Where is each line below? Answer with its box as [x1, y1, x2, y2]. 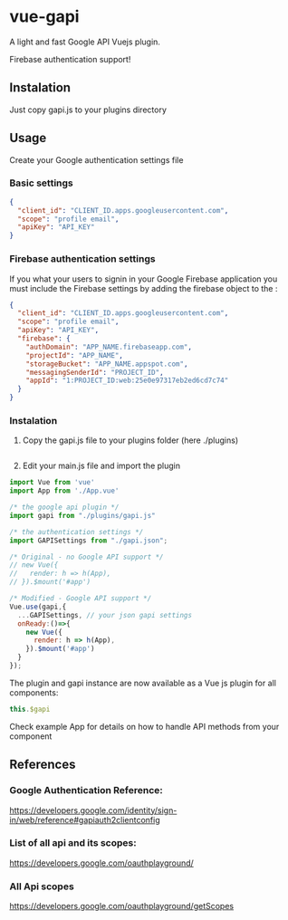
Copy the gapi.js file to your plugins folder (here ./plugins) [22, 435, 239, 446]
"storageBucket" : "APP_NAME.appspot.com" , [25, 359, 188, 369]
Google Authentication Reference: [9, 784, 163, 797]
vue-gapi [9, 6, 80, 27]
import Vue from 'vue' [9, 478, 95, 487]
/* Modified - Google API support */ [9, 594, 152, 603]
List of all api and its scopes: [9, 837, 138, 849]
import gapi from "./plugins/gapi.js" [9, 511, 156, 520]
